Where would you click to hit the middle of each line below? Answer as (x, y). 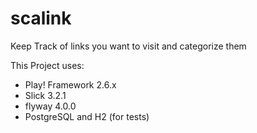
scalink (41, 18)
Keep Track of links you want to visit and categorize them (128, 46)
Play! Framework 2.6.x (70, 84)
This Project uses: (47, 65)
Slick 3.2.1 (45, 95)
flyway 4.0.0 (50, 106)
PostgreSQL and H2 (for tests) (87, 116)
